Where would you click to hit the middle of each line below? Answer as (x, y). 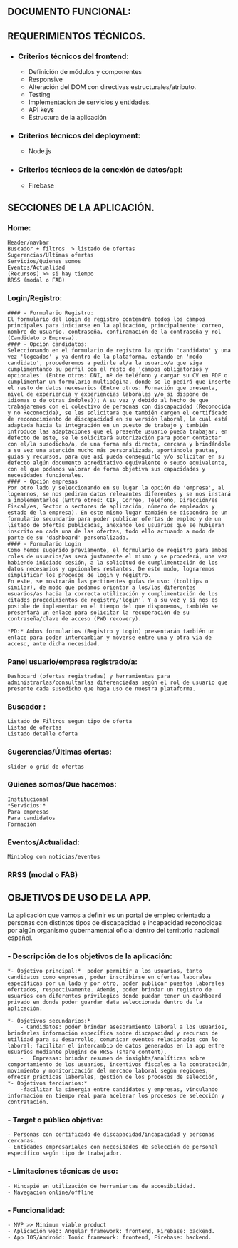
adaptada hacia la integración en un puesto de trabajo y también (108, 425)
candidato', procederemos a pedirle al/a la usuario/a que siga (105, 363)
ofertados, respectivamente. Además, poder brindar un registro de (110, 990)
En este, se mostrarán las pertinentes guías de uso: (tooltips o (108, 581)
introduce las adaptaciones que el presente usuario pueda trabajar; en (118, 431)
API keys (41, 110)
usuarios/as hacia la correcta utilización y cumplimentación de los (113, 594)
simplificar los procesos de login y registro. (79, 575)
